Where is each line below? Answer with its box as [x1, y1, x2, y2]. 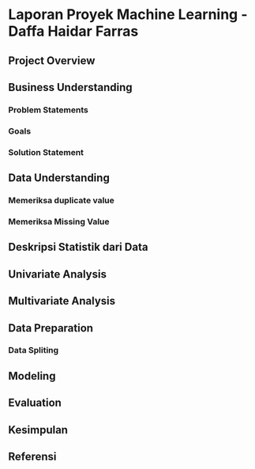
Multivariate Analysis [8, 294, 116, 308]
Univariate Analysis [8, 267, 107, 281]
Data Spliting [8, 345, 59, 356]
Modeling [8, 369, 56, 383]
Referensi [8, 450, 57, 463]
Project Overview [8, 54, 96, 67]
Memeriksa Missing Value [8, 216, 110, 227]
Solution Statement [8, 146, 84, 157]
